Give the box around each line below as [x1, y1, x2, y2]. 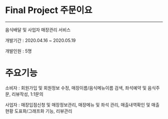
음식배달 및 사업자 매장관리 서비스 [5, 26, 71, 32]
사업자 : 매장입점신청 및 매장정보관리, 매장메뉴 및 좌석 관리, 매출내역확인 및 [5, 101, 150, 107]
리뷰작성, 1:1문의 [11, 91, 43, 97]
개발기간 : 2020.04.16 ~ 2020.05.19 [5, 37, 76, 43]
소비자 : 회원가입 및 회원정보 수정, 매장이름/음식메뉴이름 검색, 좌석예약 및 [5, 84, 146, 90]
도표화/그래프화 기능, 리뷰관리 [14, 108, 72, 114]
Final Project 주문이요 [5, 4, 92, 16]
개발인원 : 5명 [5, 48, 32, 54]
